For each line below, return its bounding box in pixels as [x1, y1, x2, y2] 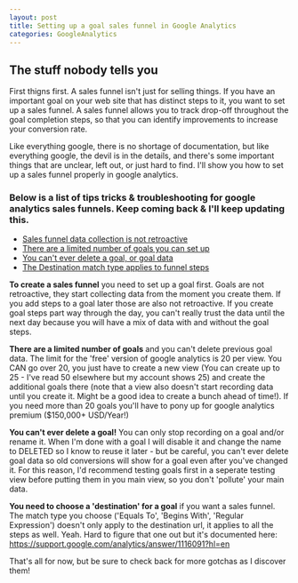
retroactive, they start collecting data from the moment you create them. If [9, 289, 282, 299]
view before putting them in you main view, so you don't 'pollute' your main [9, 475, 285, 485]
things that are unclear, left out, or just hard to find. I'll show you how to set [9, 160, 284, 171]
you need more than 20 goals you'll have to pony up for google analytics [9, 401, 275, 411]
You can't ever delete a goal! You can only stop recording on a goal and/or [9, 427, 285, 438]
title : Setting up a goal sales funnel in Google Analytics [9, 21, 238, 30]
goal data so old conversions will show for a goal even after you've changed [9, 455, 288, 467]
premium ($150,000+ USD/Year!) [9, 410, 129, 420]
